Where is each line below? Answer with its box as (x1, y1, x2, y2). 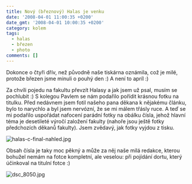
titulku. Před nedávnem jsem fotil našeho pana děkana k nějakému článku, (6, 98, 187, 106)
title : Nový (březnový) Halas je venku (6, 8, 105, 15)
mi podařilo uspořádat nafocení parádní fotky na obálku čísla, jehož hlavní (6, 111, 186, 119)
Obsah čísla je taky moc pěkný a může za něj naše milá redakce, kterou (6, 147, 180, 154)
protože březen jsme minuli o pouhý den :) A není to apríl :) (6, 75, 149, 82)
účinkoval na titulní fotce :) (6, 159, 71, 166)
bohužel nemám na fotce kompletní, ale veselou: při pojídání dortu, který (6, 153, 183, 160)
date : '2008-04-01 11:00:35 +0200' (6, 14, 94, 20)
